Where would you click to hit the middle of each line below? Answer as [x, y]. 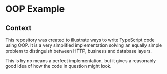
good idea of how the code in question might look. [58, 66]
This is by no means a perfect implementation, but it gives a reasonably [81, 61]
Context [18, 28]
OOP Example [35, 9]
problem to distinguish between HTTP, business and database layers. [79, 51]
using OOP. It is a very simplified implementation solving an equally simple [84, 45]
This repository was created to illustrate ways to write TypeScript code [80, 40]
